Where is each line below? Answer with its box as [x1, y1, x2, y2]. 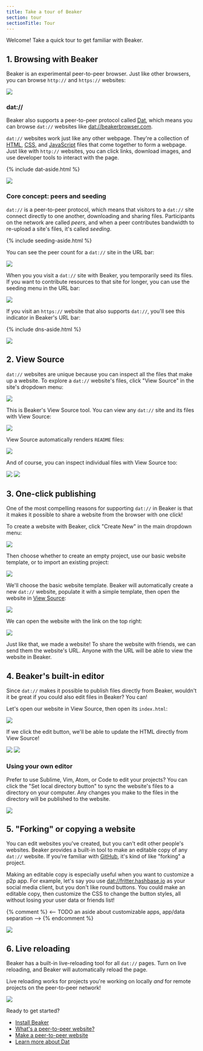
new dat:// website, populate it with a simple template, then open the [6, 588, 180, 596]
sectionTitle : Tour [6, 20, 56, 26]
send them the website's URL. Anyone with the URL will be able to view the [6, 647, 193, 654]
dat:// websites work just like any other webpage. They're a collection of [6, 135, 189, 142]
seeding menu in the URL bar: [6, 284, 80, 292]
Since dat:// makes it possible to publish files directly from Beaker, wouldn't [6, 687, 197, 695]
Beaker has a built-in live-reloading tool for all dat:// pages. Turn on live [6, 960, 187, 967]
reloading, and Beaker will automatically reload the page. [6, 966, 148, 973]
